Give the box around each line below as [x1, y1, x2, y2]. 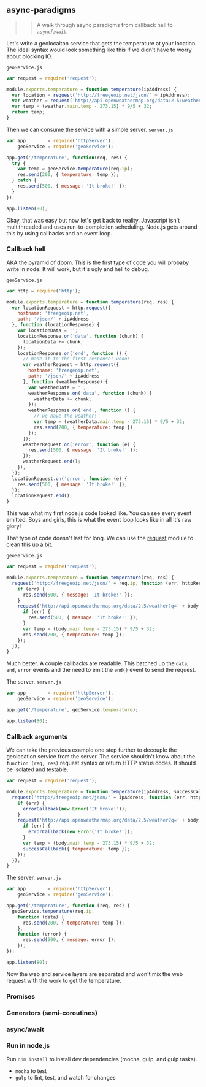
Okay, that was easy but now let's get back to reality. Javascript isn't [6, 216, 180, 224]
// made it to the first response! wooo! [22, 356, 131, 362]
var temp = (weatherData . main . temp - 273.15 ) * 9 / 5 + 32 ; [33, 419, 185, 425]
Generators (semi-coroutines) [6, 1009, 98, 1017]
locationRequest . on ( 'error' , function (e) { [12, 475, 128, 482]
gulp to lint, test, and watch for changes [15, 1074, 116, 1081]
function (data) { [17, 913, 64, 920]
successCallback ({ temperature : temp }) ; [22, 845, 131, 852]
